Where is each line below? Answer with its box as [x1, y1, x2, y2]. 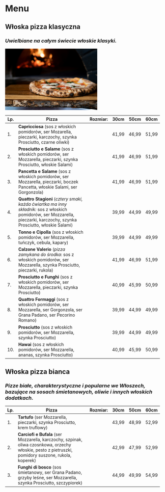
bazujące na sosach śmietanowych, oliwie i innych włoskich [5, 388, 153, 395]
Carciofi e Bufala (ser [18, 432, 62, 437]
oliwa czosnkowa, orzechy [18, 442, 71, 448]
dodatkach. [5, 394, 33, 401]
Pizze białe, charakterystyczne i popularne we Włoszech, [5, 382, 146, 389]
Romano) [18, 317, 37, 323]
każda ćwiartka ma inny [18, 201, 67, 207]
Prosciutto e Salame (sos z [18, 146, 74, 152]
